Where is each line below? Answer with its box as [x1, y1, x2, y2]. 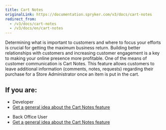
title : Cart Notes [5, 7, 43, 12]
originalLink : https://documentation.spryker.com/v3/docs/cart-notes [5, 12, 153, 17]
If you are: [5, 86, 37, 94]
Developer [12, 99, 34, 105]
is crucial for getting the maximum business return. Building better [5, 45, 141, 51]
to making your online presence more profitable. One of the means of [5, 55, 147, 61]
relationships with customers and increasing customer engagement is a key [5, 50, 160, 56]
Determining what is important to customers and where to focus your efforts [5, 39, 161, 45]
